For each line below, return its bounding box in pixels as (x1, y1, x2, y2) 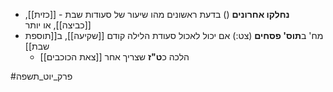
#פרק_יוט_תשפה (10, 70, 73, 82)
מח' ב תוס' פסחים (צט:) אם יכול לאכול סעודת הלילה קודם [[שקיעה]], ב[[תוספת (24, 30, 324, 41)
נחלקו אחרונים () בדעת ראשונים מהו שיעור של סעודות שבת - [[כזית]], (24, 9, 290, 20)
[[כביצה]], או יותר (24, 19, 92, 31)
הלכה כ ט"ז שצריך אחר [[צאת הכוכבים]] (39, 51, 190, 63)
